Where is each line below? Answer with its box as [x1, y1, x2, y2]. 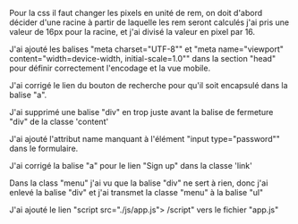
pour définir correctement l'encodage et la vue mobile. [9, 62, 211, 73]
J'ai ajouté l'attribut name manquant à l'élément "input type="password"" [9, 134, 280, 144]
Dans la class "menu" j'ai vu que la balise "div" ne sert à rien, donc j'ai [9, 178, 268, 188]
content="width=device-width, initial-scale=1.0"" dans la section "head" [9, 54, 276, 63]
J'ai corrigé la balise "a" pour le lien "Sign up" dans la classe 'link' [9, 161, 252, 170]
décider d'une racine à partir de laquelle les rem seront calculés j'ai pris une [9, 17, 290, 28]
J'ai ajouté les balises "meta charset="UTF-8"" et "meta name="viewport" [9, 44, 285, 54]
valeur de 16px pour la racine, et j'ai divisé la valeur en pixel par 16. [9, 27, 256, 37]
